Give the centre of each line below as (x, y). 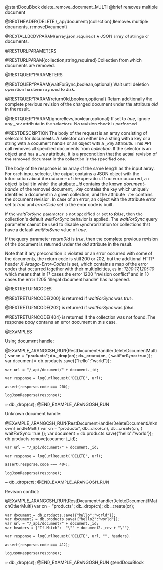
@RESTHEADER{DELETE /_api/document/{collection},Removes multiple (77, 22)
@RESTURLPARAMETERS (31, 51)
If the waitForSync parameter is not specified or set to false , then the (74, 214)
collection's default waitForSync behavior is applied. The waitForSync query (81, 219)
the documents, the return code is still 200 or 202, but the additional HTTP (80, 259)
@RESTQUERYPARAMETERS (34, 75)
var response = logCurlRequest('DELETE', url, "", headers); (68, 536)
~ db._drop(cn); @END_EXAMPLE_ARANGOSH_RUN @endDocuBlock (74, 562)
